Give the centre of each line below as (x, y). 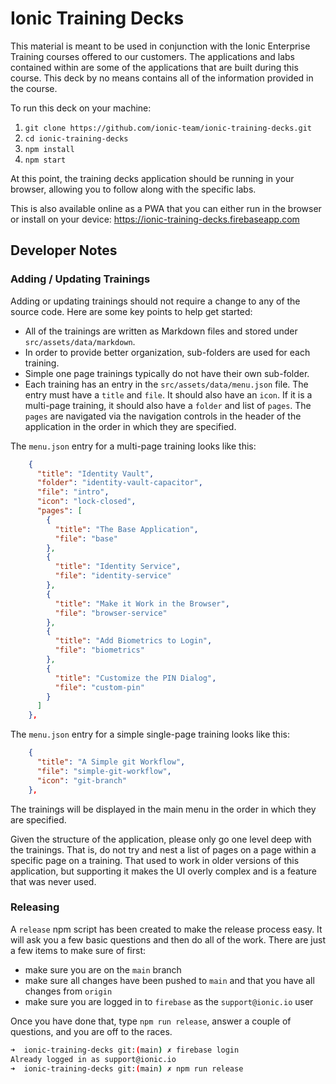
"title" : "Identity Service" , (118, 567)
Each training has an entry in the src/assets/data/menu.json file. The (166, 384)
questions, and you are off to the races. (91, 1031)
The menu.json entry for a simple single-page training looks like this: (150, 734)
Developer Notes (64, 250)
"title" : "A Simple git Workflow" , (111, 762)
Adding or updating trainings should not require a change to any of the (155, 301)
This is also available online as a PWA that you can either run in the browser (166, 208)
